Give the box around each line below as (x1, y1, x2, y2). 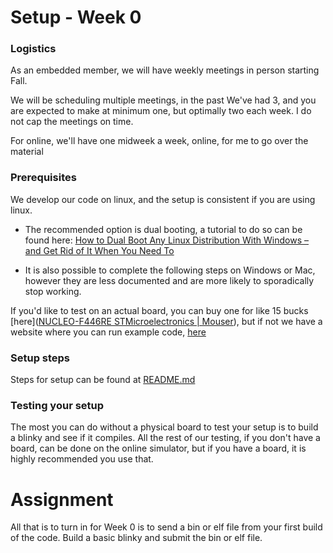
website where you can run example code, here (10, 326, 207, 338)
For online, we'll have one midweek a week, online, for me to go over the (10, 135, 309, 147)
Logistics (10, 42, 57, 56)
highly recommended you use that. (10, 453, 154, 465)
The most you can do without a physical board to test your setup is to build (10, 421, 319, 433)
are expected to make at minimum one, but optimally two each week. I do (10, 105, 312, 117)
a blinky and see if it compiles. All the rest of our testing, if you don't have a (10, 432, 321, 444)
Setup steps (10, 351, 71, 365)
